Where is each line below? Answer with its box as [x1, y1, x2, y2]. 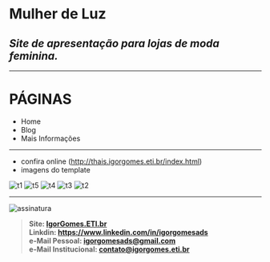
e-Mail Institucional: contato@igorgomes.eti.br [28, 244, 191, 254]
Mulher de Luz [9, 5, 107, 23]
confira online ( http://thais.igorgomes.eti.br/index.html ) [20, 157, 203, 166]
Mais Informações [20, 133, 81, 143]
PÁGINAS [9, 90, 72, 109]
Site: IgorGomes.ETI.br [28, 219, 107, 228]
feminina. [9, 49, 58, 62]
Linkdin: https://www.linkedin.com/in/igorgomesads [28, 227, 208, 236]
